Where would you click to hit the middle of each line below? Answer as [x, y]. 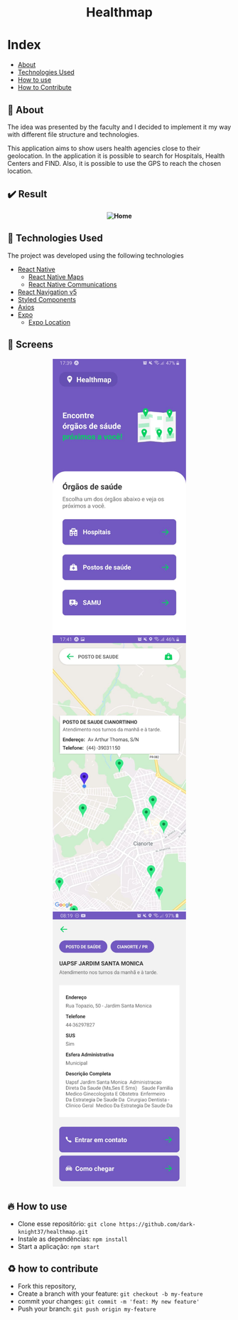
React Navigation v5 [47, 292]
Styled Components [47, 299]
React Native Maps [56, 277]
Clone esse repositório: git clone [67, 1224]
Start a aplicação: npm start [59, 1246]
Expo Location [49, 322]
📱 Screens [30, 345]
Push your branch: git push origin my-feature [87, 1309]
